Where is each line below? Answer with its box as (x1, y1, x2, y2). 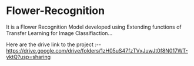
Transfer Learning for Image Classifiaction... (6, 29, 113, 36)
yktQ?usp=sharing (6, 53, 51, 60)
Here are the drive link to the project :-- (6, 41, 102, 48)
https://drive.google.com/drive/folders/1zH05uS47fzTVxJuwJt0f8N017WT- (6, 47, 188, 54)
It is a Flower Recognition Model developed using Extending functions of (6, 23, 182, 30)
